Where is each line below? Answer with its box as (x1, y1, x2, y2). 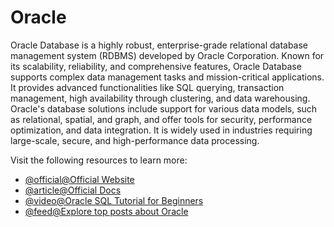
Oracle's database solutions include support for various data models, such (10, 102, 318, 115)
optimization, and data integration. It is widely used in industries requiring (10, 124, 313, 136)
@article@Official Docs (24, 184, 122, 196)
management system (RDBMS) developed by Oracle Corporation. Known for (10, 49, 325, 61)
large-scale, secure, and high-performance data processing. (10, 134, 260, 146)
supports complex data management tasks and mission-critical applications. (10, 71, 325, 83)
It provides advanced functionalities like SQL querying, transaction (10, 81, 285, 93)
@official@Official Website (24, 173, 135, 185)
